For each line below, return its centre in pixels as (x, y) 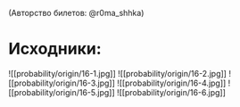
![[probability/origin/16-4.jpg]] (171, 83)
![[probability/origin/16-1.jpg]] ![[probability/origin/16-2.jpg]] (117, 73)
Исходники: (55, 49)
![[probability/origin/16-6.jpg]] (171, 92)
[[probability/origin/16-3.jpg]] (62, 83)
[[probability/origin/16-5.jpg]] (62, 92)
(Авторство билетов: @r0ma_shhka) (76, 13)
